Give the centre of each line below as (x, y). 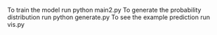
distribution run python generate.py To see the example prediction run (109, 17)
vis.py (16, 24)
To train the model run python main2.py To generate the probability (104, 10)
